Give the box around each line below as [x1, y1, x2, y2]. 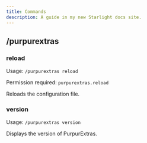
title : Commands [6, 8, 46, 15]
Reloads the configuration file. [6, 90, 80, 98]
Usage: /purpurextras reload [6, 68, 78, 75]
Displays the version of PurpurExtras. [6, 130, 98, 137]
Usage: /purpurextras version [6, 119, 81, 126]
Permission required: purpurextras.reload [6, 79, 109, 86]
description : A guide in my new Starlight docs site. [6, 14, 142, 20]
